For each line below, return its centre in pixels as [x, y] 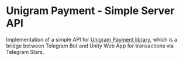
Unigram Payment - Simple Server [90, 11]
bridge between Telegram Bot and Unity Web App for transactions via [90, 46]
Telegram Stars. [25, 52]
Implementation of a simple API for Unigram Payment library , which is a [91, 39]
